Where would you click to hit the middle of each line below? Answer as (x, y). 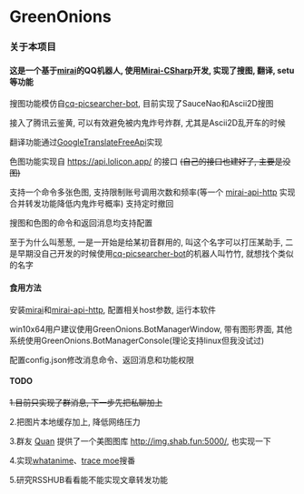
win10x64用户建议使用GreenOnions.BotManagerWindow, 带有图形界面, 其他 (151, 328)
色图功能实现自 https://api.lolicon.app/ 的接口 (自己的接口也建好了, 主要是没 (150, 162)
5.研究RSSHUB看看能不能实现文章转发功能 (88, 479)
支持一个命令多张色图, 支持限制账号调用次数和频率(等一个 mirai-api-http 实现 (152, 192)
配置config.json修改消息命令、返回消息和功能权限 (102, 359)
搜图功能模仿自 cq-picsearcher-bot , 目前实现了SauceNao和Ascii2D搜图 (142, 104)
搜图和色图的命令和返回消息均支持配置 (81, 223)
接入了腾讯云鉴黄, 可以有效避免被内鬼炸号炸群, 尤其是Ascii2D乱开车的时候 (147, 123)
